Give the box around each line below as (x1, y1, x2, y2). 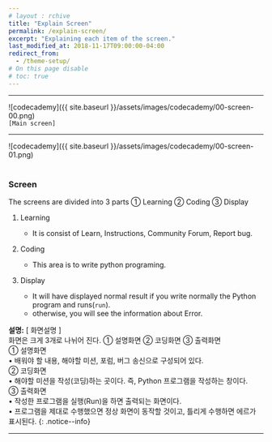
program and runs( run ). (32, 299, 111, 309)
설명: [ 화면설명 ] (8, 325, 62, 335)
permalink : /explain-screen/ (8, 27, 107, 35)
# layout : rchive (8, 11, 70, 20)
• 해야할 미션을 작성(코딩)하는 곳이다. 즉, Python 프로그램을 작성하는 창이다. (8, 375, 249, 385)
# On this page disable (8, 65, 89, 73)
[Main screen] (8, 119, 57, 127)
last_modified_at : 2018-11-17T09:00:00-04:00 (8, 42, 164, 50)
